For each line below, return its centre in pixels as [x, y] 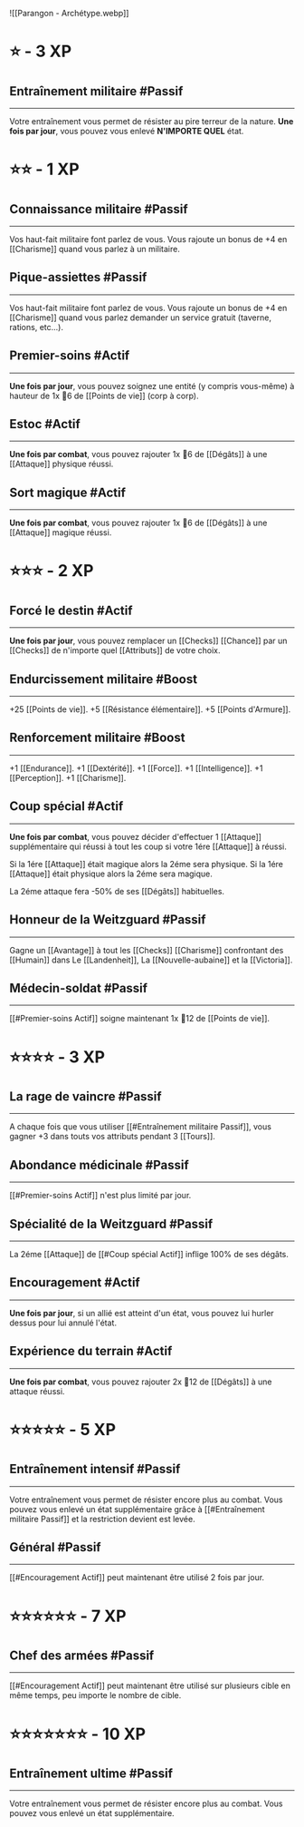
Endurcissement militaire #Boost [103, 679]
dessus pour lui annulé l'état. [63, 1323]
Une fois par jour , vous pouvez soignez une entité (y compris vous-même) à [152, 386]
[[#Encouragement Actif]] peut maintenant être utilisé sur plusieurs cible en [150, 1685]
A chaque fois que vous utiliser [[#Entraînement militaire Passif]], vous [140, 1127]
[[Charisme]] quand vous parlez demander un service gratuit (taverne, [140, 318]
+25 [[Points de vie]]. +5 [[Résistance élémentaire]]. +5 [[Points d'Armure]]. [150, 709]
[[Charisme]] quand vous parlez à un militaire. [95, 249]
